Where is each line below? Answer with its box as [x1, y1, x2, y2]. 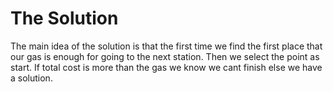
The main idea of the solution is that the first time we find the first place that [10, 40, 323, 52]
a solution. [10, 72, 53, 84]
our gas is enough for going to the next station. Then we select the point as [10, 50, 320, 62]
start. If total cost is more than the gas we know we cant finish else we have [10, 61, 323, 73]
